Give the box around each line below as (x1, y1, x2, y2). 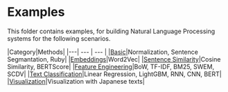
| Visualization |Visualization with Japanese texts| (7, 77, 146, 85)
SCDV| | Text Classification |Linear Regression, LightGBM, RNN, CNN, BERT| (7, 70, 222, 78)
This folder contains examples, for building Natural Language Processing (7, 27, 216, 35)
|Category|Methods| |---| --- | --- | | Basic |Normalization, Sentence (7, 48, 199, 56)
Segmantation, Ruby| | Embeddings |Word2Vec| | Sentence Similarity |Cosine (7, 55, 221, 63)
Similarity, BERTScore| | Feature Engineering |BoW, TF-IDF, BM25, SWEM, (7, 62, 215, 71)
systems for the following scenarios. (7, 34, 111, 42)
